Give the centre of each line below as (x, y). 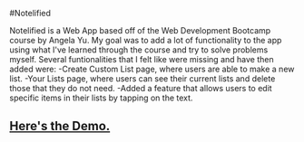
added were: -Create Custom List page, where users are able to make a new (152, 69)
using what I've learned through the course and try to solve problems (139, 50)
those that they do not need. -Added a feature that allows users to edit (141, 88)
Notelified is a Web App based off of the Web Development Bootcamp (140, 30)
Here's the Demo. (60, 126)
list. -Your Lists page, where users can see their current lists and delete (142, 79)
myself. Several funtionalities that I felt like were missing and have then (142, 59)
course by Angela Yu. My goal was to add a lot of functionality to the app (146, 40)
